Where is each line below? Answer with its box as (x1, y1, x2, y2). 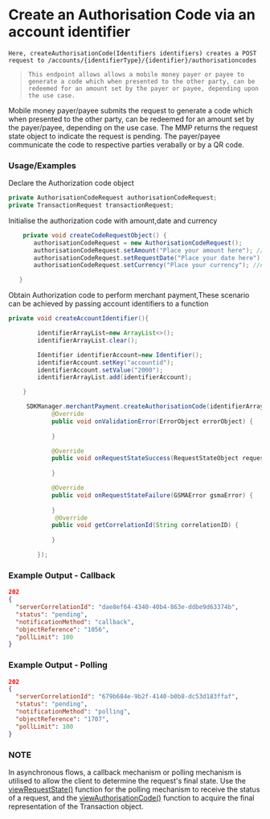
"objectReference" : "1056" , (15, 625, 110, 633)
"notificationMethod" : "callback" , (15, 618, 135, 626)
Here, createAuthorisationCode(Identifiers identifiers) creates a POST (8, 49, 257, 57)
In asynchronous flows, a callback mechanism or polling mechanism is (8, 767, 242, 777)
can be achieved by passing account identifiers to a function (8, 299, 209, 309)
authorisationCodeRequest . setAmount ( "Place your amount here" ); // (33, 246, 264, 254)
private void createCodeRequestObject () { (22, 231, 167, 239)
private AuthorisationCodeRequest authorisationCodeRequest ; (8, 194, 218, 202)
